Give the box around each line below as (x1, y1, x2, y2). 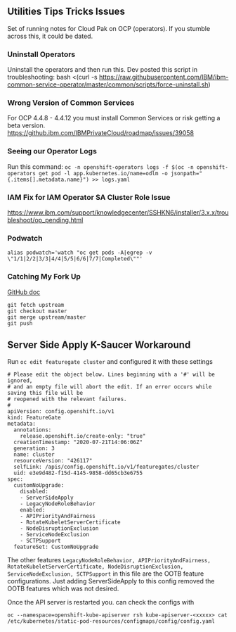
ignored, (7, 377, 33, 384)
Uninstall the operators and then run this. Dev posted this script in (7, 65, 198, 74)
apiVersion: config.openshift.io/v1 (7, 408, 114, 415)
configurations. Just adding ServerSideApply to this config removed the (7, 577, 215, 586)
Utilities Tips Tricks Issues (7, 6, 125, 18)
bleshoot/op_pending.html (7, 216, 84, 224)
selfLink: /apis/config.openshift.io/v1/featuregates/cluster (13, 464, 199, 471)
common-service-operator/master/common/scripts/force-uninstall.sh (7, 80, 209, 89)
